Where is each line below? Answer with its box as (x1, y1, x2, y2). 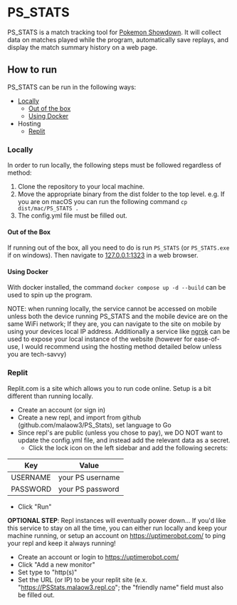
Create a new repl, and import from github (17, 413, 142, 422)
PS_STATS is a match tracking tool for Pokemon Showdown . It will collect (7, 28, 221, 36)
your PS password (58, 484, 120, 494)
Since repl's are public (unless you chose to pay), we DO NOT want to (17, 428, 223, 437)
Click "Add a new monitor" (17, 560, 95, 569)
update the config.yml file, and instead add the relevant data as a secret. (17, 436, 231, 444)
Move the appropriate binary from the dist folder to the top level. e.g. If (17, 190, 226, 198)
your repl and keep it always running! (7, 539, 116, 547)
